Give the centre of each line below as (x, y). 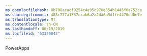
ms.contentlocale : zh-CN (32, 24)
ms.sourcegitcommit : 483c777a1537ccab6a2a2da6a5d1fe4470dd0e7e (74, 15)
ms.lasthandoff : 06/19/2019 (35, 29)
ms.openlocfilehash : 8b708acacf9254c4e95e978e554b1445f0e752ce (74, 10)
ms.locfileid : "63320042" (33, 34)
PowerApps (17, 48)
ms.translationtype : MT (31, 19)
